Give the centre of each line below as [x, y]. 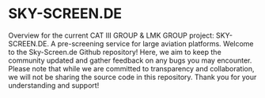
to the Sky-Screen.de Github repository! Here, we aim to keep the [115, 52]
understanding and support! [54, 85]
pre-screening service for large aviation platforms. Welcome [156, 43]
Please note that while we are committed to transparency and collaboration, [131, 68]
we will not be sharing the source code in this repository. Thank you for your [132, 77]
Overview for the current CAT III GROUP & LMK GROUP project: [112, 35]
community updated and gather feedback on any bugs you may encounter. [130, 60]
